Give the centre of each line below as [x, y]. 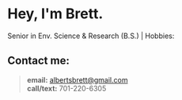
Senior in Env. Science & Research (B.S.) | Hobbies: [91, 36]
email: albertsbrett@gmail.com [77, 79]
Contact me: [39, 61]
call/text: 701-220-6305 [66, 88]
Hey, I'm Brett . [55, 14]
